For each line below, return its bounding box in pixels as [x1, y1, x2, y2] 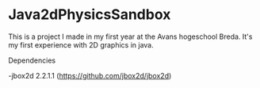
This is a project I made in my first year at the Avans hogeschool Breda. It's [8, 32, 253, 41]
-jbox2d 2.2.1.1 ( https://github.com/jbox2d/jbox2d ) [8, 71, 172, 80]
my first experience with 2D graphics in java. [8, 40, 155, 49]
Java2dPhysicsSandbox [8, 6, 171, 24]
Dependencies [8, 55, 56, 65]
